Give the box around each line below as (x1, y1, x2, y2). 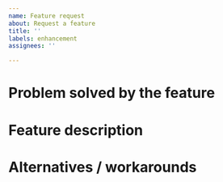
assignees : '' (8, 42, 57, 50)
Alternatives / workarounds (8, 158, 197, 176)
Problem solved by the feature (8, 84, 216, 102)
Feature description (8, 121, 144, 139)
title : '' (8, 27, 42, 35)
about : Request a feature (8, 19, 95, 28)
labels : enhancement (8, 34, 78, 43)
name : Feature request (8, 11, 85, 20)
